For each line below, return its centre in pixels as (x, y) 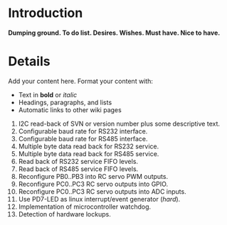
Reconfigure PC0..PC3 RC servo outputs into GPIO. (93, 184)
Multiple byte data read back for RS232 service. (89, 146)
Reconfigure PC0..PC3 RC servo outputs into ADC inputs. (102, 191)
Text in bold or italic (48, 94)
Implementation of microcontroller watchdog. (85, 207)
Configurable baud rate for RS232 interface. (83, 131)
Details (29, 61)
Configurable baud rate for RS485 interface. (83, 138)
